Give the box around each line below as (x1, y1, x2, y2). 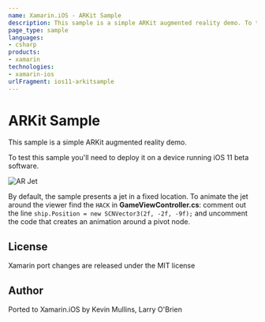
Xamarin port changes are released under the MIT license (8, 261, 196, 271)
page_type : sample (8, 26, 69, 34)
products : (8, 48, 41, 56)
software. (8, 161, 39, 170)
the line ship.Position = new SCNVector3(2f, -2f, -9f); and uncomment (8, 208, 248, 218)
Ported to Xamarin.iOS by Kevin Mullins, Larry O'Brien (8, 305, 183, 314)
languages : (8, 33, 44, 42)
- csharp (8, 41, 37, 49)
